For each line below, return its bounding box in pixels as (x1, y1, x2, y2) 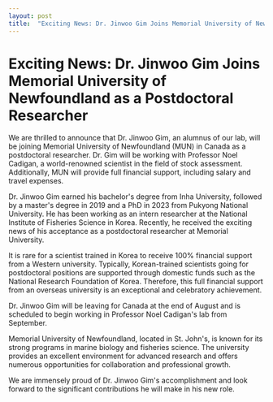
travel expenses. (8, 176, 64, 186)
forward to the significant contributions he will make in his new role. (8, 384, 236, 394)
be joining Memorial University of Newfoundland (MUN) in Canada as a (8, 141, 246, 151)
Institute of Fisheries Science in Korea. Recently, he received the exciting (8, 218, 253, 227)
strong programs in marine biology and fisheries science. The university (8, 343, 249, 352)
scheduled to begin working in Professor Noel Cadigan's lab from (8, 309, 227, 319)
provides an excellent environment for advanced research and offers (8, 351, 238, 361)
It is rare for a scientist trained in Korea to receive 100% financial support (8, 251, 253, 261)
